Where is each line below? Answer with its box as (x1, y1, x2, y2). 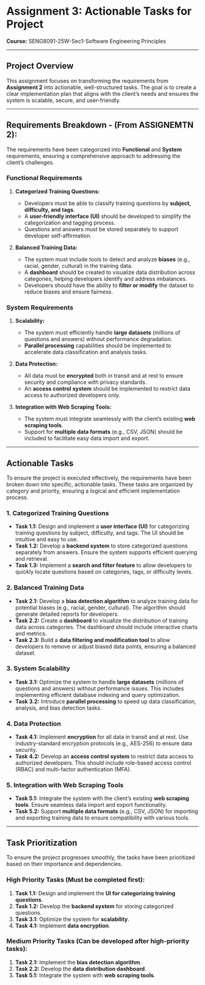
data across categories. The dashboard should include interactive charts (15, 623, 198, 630)
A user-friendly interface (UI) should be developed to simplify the (24, 212, 191, 220)
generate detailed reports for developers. (15, 610, 119, 618)
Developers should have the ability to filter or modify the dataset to (24, 281, 194, 289)
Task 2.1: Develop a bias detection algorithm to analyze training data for (15, 597, 198, 605)
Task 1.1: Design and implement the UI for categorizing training (15, 889, 176, 897)
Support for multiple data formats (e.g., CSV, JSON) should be (24, 428, 183, 436)
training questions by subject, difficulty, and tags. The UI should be (15, 529, 184, 536)
